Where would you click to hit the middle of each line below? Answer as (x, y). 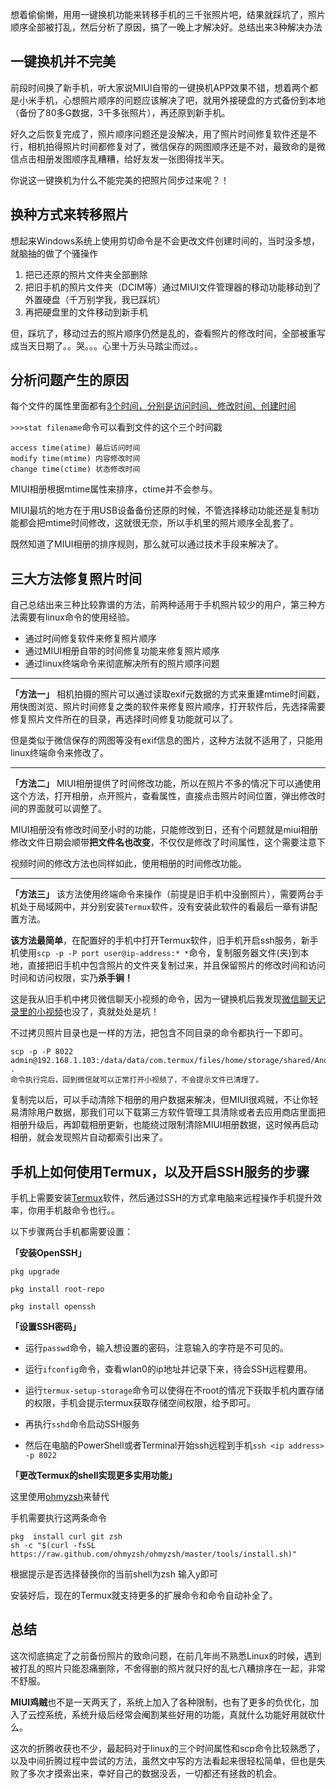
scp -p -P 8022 (42, 1052)
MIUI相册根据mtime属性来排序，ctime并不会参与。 (114, 489)
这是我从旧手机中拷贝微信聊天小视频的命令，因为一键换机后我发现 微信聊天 (163, 999)
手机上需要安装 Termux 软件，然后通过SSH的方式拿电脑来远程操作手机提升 (162, 1198)
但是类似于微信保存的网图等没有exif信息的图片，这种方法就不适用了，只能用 (167, 740)
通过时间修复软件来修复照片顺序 (90, 639)
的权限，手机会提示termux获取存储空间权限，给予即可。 (140, 1403)
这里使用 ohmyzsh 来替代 (60, 1497)
